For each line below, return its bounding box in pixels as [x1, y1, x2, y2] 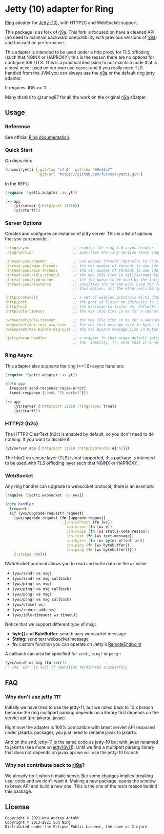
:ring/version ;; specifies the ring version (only [5, 250, 150, 255]
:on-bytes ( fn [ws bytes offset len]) [66, 538, 145, 543]
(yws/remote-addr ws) [12, 607, 56, 613]
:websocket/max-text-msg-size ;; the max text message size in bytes [5, 322, 154, 327]
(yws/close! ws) [12, 602, 45, 607]
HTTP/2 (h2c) [5, 420, 38, 427]
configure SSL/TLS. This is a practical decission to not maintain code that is [5, 59, 157, 65]
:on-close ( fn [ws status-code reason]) [66, 529, 150, 534]
